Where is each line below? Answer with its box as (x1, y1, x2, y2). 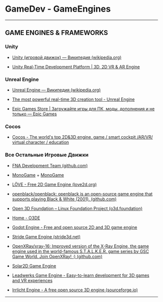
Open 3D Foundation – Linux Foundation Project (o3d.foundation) (12, 205, 143, 211)
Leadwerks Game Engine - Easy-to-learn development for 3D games (12, 272, 149, 278)
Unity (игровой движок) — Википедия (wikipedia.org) (12, 54, 122, 60)
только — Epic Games (12, 111, 57, 117)
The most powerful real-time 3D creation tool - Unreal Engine (12, 96, 135, 102)
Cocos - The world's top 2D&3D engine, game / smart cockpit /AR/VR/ (12, 134, 153, 140)
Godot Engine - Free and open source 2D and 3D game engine (12, 224, 137, 230)
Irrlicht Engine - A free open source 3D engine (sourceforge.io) (12, 287, 138, 293)
